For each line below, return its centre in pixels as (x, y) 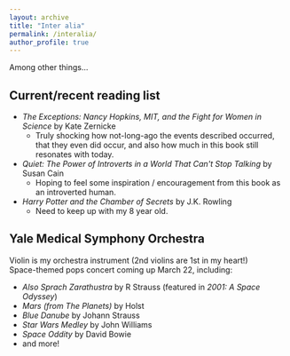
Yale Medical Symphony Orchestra (107, 239)
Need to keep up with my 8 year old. (102, 211)
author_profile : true (49, 42)
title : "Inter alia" (47, 26)
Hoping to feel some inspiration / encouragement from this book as (158, 183)
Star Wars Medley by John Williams (87, 324)
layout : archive (39, 17)
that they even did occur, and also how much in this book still (147, 145)
